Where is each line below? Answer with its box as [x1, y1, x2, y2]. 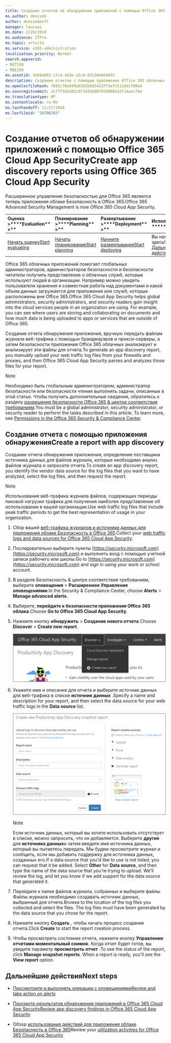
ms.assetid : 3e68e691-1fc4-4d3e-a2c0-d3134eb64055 [5, 73, 115, 78]
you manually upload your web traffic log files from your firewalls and [5, 352, 151, 358]
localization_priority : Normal [5, 51, 72, 56]
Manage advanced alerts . [12, 593, 68, 599]
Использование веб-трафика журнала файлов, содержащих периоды [5, 493, 157, 499]
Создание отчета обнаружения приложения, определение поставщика [5, 452, 160, 458]
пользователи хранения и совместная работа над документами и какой [5, 283, 163, 289]
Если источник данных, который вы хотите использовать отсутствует [12, 830, 164, 836]
